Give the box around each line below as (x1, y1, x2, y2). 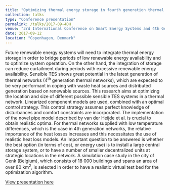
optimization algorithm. (5, 169, 53, 175)
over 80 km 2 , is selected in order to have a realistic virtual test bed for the (5, 163, 159, 170)
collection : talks (5, 12, 44, 17)
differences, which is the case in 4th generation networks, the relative (5, 125, 151, 131)
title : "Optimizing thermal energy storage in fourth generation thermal (5, 7, 164, 13)
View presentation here (5, 179, 54, 185)
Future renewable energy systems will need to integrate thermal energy (5, 49, 154, 56)
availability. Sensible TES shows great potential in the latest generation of (5, 71, 158, 77)
